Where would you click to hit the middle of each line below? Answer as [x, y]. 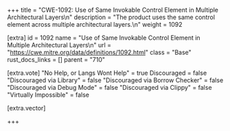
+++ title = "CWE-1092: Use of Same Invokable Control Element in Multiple [113, 10]
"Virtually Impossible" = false [48, 95]
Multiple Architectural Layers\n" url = [59, 45]
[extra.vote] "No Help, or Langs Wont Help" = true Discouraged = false [107, 73]
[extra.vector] [26, 108]
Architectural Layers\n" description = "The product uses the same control [111, 17]
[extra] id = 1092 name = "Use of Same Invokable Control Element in [104, 38]
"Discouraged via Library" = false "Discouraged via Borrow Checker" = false [115, 80]
